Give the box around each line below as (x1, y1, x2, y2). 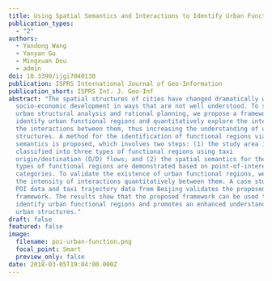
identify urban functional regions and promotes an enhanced (15, 200, 227, 208)
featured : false (8, 223, 63, 231)
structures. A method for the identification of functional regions (15, 132, 252, 140)
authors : (8, 34, 38, 43)
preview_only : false (15, 253, 85, 261)
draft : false (8, 215, 53, 224)
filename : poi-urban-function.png (15, 238, 132, 246)
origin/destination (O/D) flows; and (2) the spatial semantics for (15, 155, 252, 163)
